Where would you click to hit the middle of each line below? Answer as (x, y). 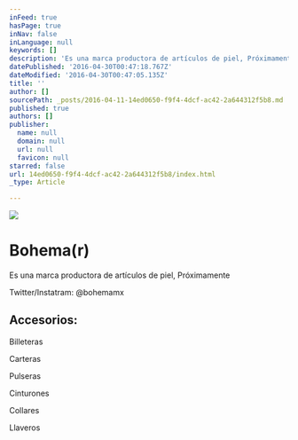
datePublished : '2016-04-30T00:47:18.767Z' (91, 67)
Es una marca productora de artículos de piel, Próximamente (120, 275)
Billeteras (26, 342)
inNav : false (33, 34)
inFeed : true (33, 17)
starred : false (37, 166)
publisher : (29, 125)
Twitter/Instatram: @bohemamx (67, 293)
